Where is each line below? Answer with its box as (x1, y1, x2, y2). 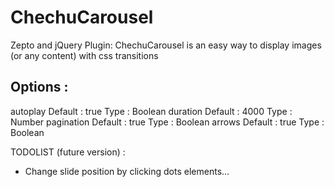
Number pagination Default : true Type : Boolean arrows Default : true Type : (10, 116, 325, 128)
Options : (10, 79, 69, 96)
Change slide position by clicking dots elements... (24, 165, 230, 177)
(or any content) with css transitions (10, 49, 159, 61)
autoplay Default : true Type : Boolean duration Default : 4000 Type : (10, 105, 293, 117)
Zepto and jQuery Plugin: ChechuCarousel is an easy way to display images (10, 39, 322, 51)
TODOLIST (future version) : (10, 146, 126, 158)
